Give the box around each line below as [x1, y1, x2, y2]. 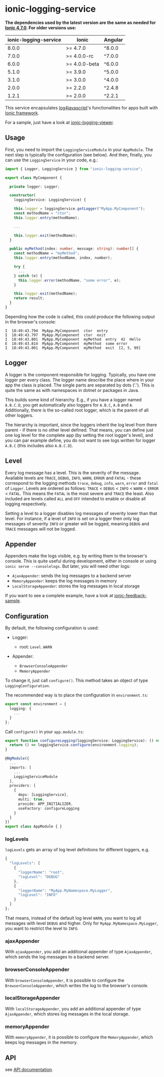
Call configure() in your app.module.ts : [5, 729, 84, 734]
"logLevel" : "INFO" [18, 893, 58, 898]
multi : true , [18, 797, 45, 802]
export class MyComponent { [5, 175, 62, 180]
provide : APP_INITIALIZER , [18, 801, 73, 806]
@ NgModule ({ [5, 756, 29, 761]
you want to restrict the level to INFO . [5, 925, 79, 931]
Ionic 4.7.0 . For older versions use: [5, 24, 77, 30]
